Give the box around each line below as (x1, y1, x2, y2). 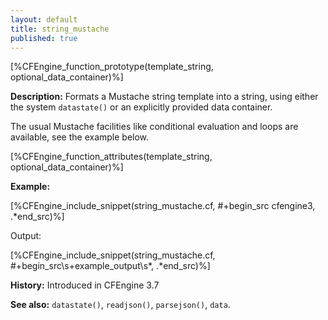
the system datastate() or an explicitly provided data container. (10, 101, 273, 113)
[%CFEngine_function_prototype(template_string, (10, 61, 214, 73)
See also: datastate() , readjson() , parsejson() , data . (10, 299, 231, 311)
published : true (10, 33, 78, 43)
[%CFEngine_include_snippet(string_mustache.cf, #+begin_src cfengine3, (10, 200, 316, 212)
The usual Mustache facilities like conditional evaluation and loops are (10, 121, 299, 133)
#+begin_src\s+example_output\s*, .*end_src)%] (10, 260, 211, 272)
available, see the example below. (10, 131, 150, 143)
